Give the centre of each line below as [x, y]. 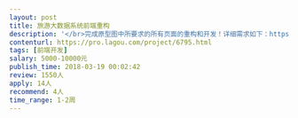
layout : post [33, 17]
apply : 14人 [31, 83]
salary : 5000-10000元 [48, 59]
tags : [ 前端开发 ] [39, 51]
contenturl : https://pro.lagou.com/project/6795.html [111, 42]
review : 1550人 [36, 75]
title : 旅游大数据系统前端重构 [59, 26]
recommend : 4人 [36, 91]
